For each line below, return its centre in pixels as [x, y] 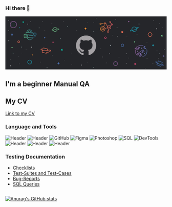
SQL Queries [26, 184]
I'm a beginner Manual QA [48, 84]
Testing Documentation [35, 156]
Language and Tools [31, 127]
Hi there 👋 [18, 8]
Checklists [24, 168]
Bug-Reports [26, 178]
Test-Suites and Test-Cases [42, 173]
